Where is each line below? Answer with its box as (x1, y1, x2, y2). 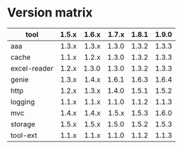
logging (10, 97, 36, 106)
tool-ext (10, 130, 38, 140)
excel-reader (10, 63, 53, 73)
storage (10, 119, 36, 128)
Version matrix (7, 5, 93, 21)
